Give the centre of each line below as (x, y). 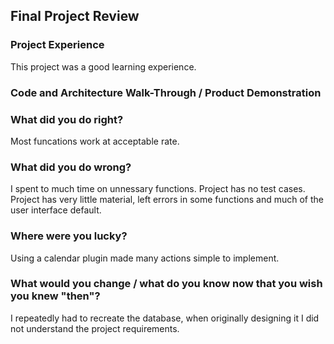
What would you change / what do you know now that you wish (166, 284)
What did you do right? (67, 119)
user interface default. (56, 210)
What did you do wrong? (71, 167)
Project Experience (57, 45)
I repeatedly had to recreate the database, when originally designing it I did (165, 318)
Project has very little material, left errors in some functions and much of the (167, 200)
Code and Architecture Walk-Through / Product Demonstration (166, 92)
